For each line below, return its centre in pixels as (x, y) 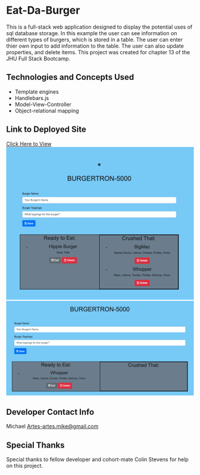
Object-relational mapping (47, 110)
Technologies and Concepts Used (70, 77)
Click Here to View (29, 144)
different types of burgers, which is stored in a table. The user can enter (95, 39)
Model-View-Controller (43, 104)
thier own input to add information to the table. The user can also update (95, 46)
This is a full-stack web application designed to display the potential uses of (99, 27)
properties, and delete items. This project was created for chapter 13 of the (98, 52)
